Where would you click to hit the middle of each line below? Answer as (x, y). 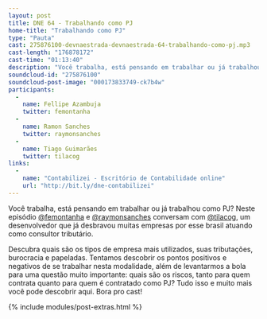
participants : (32, 89)
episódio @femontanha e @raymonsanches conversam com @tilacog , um (129, 216)
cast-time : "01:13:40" (46, 60)
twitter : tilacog (51, 156)
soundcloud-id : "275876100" (55, 75)
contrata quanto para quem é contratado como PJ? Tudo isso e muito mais (130, 282)
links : (19, 164)
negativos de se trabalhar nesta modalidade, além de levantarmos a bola (127, 266)
